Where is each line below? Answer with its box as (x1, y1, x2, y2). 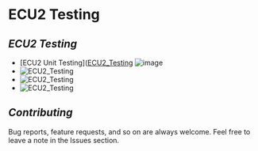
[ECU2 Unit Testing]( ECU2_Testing (19, 58, 133, 67)
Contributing (8, 106, 73, 119)
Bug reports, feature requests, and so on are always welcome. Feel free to (8, 126, 251, 136)
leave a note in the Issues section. (8, 135, 120, 145)
